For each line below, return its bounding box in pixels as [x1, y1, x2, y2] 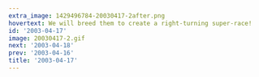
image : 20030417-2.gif [8, 34, 85, 43]
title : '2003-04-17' [8, 57, 79, 65]
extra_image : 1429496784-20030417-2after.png [8, 11, 165, 20]
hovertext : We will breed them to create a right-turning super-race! [8, 19, 253, 27]
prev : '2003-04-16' [8, 49, 75, 57]
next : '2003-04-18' [8, 42, 75, 50]
